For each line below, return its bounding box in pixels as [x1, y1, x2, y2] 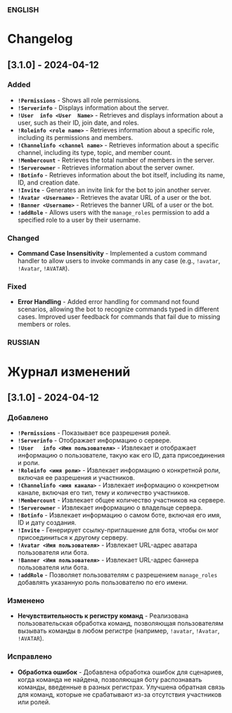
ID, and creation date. [17, 178, 80, 187]
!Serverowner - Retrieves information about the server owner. [17, 163, 195, 172]
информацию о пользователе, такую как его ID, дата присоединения [17, 451, 225, 460]
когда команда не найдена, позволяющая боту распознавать [17, 675, 202, 683]
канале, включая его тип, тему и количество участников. [17, 488, 190, 497]
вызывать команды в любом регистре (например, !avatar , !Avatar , [17, 626, 220, 635]
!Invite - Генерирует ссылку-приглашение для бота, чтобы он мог [17, 526, 219, 534]
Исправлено [7, 652, 53, 662]
